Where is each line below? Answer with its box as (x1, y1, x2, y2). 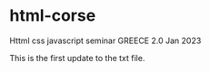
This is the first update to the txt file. (9, 52, 145, 63)
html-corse (9, 5, 96, 26)
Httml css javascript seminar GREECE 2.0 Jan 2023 (9, 35, 202, 46)
